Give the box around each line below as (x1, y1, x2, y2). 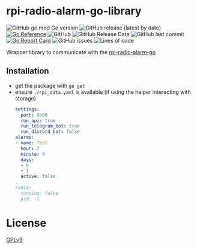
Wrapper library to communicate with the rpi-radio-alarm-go (6, 48, 156, 55)
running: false (20, 190, 59, 196)
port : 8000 (20, 112, 48, 118)
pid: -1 (20, 195, 40, 202)
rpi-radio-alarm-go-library (6, 4, 142, 18)
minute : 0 (20, 151, 45, 157)
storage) (14, 94, 36, 102)
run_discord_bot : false (20, 129, 80, 135)
